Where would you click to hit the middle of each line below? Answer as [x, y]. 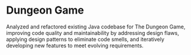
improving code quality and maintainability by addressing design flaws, [93, 33]
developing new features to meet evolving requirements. [75, 46]
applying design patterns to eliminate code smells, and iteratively [85, 39]
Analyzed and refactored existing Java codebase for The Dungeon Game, [96, 27]
